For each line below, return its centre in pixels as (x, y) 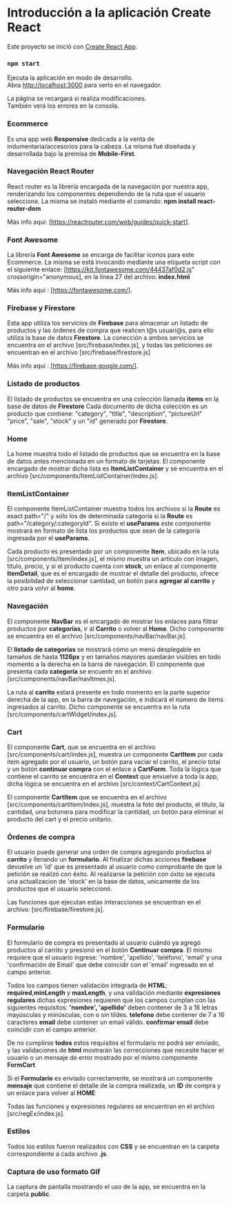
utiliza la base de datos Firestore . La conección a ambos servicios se (106, 338)
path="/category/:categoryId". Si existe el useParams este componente (109, 524)
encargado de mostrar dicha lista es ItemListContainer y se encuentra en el (115, 468)
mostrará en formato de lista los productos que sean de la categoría (103, 531)
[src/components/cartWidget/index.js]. (62, 714)
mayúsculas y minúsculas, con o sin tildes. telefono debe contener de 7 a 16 (116, 1014)
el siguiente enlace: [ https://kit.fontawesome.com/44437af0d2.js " (101, 269)
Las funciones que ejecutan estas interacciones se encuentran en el (104, 902)
